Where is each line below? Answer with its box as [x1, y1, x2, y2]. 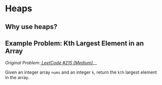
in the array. [5, 75, 30, 81]
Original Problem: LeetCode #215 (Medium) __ [5, 60, 97, 66]
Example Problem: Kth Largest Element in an [5, 39, 144, 47]
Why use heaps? [5, 23, 58, 31]
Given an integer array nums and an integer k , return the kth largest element [5, 69, 157, 75]
